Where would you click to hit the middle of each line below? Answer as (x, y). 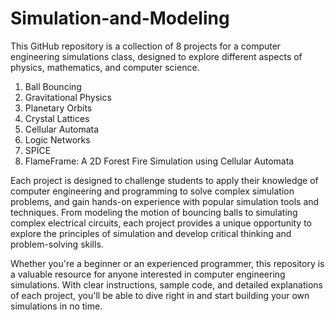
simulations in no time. (56, 306)
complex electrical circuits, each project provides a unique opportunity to (161, 223)
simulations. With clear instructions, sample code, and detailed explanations (166, 284)
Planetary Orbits (58, 108)
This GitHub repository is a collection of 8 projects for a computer (146, 46)
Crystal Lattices (57, 118)
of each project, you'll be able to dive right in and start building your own (160, 295)
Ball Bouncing (53, 86)
